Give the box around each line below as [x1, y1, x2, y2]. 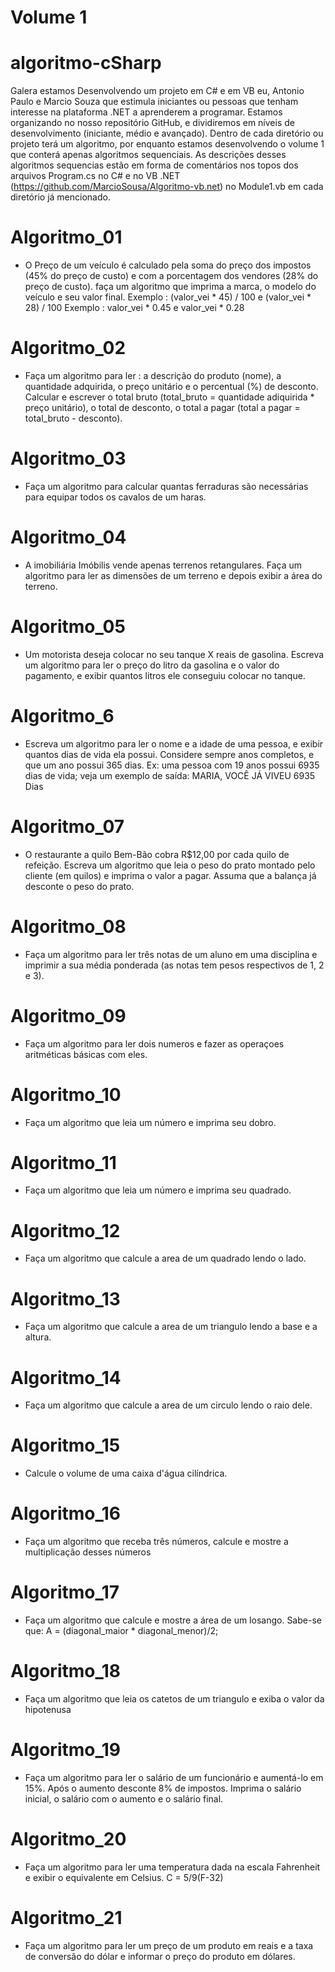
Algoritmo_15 [10, 1434, 121, 1457]
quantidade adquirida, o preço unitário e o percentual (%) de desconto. [24, 381, 319, 392]
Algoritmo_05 [10, 616, 126, 638]
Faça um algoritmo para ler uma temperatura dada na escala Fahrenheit [24, 1861, 321, 1873]
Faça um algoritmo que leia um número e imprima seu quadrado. [24, 1184, 292, 1196]
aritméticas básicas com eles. [24, 1048, 148, 1060]
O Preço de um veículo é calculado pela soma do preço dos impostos [24, 259, 312, 271]
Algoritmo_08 [10, 915, 127, 938]
